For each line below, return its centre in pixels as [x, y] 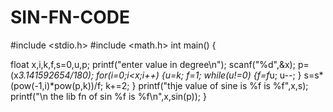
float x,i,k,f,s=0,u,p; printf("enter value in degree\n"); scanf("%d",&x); [153, 64]
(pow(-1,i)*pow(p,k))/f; [57, 85]
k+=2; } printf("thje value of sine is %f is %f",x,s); [207, 85]
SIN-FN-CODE [70, 17]
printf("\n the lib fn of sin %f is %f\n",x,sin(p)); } [108, 96]
